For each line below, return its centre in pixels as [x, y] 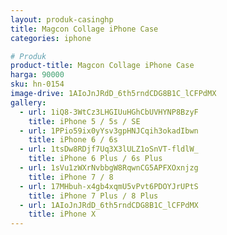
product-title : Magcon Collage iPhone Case [102, 66]
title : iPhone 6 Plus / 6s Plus [95, 159]
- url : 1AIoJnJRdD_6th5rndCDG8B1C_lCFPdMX [109, 205]
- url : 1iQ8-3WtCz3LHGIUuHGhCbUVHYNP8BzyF [109, 112]
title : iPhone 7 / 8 [71, 177]
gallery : [28, 102]
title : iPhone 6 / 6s [73, 140]
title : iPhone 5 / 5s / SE [84, 121]
